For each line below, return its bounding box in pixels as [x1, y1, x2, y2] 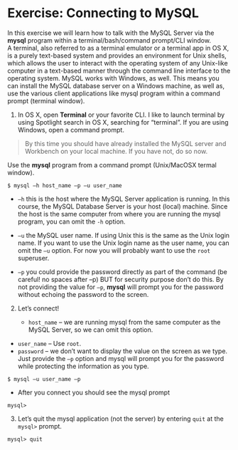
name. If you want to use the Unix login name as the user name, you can [17, 239, 229, 247]
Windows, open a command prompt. [17, 125, 124, 134]
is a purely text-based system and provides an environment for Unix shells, [7, 51, 227, 60]
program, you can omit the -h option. [17, 217, 126, 226]
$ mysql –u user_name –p [7, 375, 81, 382]
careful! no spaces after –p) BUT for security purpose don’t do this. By [17, 275, 224, 283]
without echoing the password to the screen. [17, 290, 149, 298]
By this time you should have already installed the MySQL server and [24, 139, 227, 147]
